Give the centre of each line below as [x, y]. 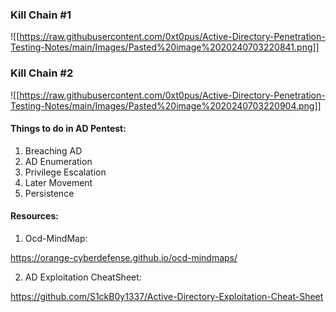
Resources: [34, 216]
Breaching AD [53, 150]
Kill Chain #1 [41, 15]
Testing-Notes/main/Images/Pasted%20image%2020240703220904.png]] [166, 105]
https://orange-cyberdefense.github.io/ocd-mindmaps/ [124, 257]
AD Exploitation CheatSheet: [83, 277]
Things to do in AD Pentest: [68, 129]
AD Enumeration [58, 161]
